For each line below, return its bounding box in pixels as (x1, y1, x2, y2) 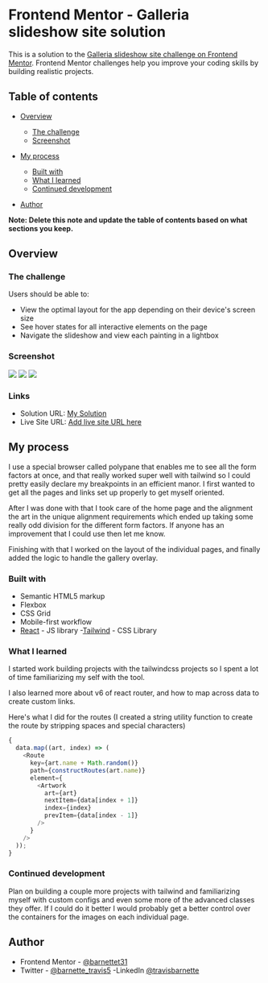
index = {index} (43, 804, 92, 812)
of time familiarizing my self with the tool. (8, 673, 145, 682)
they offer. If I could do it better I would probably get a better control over (8, 903, 251, 913)
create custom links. (8, 697, 76, 707)
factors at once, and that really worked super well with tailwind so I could (8, 470, 251, 480)
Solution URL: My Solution (19, 409, 107, 418)
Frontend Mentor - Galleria (8, 6, 190, 24)
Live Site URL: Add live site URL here (19, 417, 142, 427)
